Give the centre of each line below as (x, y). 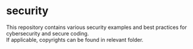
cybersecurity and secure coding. (48, 33)
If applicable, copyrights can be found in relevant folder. (75, 40)
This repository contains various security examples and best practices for (96, 27)
